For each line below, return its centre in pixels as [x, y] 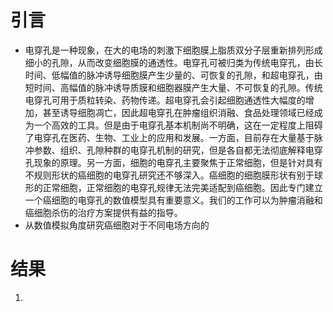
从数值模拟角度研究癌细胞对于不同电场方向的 [117, 225]
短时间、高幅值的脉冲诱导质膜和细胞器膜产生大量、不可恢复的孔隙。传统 [173, 87]
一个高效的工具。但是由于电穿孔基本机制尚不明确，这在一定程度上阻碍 [178, 125]
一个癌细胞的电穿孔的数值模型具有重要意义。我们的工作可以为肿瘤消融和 [173, 200]
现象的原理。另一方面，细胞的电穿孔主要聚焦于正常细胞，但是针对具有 [178, 162]
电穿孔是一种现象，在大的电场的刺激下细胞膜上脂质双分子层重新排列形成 [173, 50]
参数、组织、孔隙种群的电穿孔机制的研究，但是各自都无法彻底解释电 [174, 150]
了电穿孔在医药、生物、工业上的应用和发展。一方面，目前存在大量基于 [169, 137]
